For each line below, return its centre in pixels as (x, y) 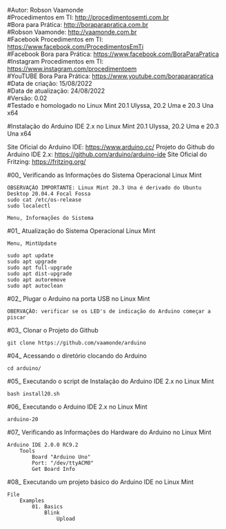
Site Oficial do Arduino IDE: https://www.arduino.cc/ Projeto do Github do (111, 147)
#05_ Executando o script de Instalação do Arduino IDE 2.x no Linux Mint (111, 381)
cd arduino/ (24, 369)
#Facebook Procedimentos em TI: (55, 39)
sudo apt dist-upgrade (40, 274)
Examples (32, 501)
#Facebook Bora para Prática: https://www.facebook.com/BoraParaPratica (113, 54)
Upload (66, 519)
